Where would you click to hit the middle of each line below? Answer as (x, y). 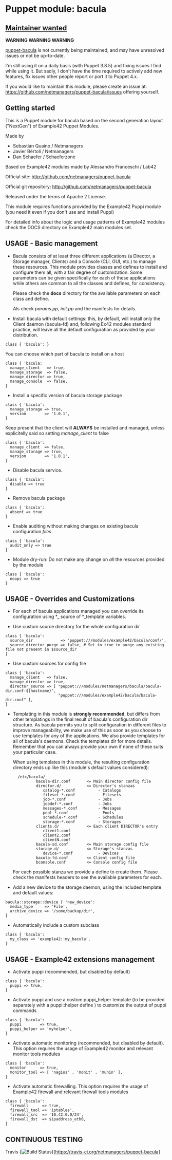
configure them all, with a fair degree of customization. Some (78, 272)
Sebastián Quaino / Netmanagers (48, 146)
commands (25, 1011)
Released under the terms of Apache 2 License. (56, 196)
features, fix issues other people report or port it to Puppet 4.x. (72, 77)
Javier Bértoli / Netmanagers (43, 151)
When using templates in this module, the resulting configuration (81, 762)
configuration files (32, 531)
